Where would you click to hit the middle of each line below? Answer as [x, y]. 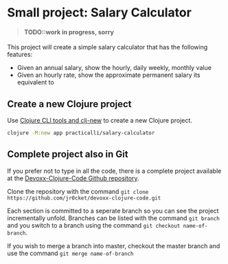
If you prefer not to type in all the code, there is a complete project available [114, 171]
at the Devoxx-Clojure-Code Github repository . [73, 178]
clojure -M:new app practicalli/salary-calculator [81, 133]
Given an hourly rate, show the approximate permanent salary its [109, 75]
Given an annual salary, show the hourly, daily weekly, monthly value [114, 68]
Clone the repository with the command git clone [78, 191]
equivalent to [36, 82]
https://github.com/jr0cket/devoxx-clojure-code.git [84, 198]
